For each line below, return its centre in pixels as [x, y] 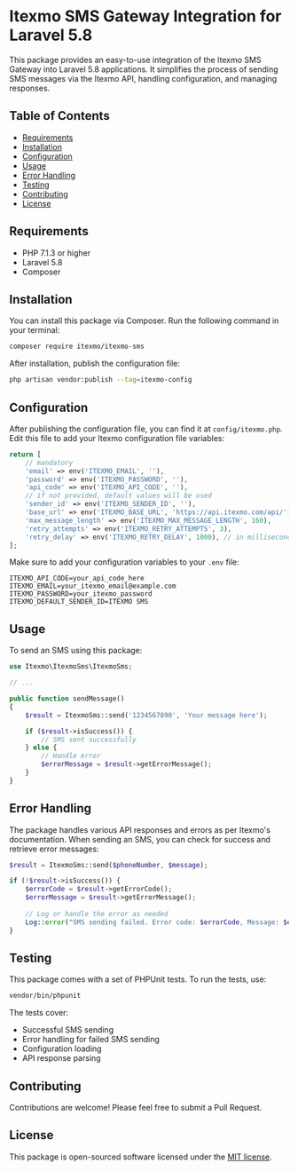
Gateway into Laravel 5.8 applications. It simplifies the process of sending [144, 69]
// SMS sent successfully [89, 740]
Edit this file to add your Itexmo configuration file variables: [117, 438]
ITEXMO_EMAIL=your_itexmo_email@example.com [93, 586]
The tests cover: [39, 1013]
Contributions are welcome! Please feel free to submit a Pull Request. [136, 1108]
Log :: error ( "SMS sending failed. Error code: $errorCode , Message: [152, 922]
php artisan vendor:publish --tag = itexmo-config [101, 380]
